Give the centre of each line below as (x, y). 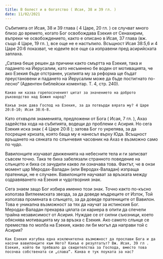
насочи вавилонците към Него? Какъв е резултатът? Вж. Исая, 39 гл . (77, 243)
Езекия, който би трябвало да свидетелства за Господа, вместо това (76, 247)
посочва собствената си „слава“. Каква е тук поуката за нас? (69, 252)
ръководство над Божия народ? (36, 97)
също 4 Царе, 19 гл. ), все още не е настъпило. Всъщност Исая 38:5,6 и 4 (81, 43)
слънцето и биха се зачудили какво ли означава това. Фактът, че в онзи (80, 164)
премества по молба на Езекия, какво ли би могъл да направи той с (76, 225)
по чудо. (14, 144)
